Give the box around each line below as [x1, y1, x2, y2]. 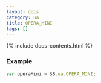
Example [6, 57, 33, 66]
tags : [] [6, 25, 28, 32]
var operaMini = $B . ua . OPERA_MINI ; [6, 70, 96, 77]
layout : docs [6, 8, 39, 15]
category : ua [6, 14, 39, 20]
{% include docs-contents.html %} [6, 42, 93, 49]
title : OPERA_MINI [6, 20, 53, 26]
